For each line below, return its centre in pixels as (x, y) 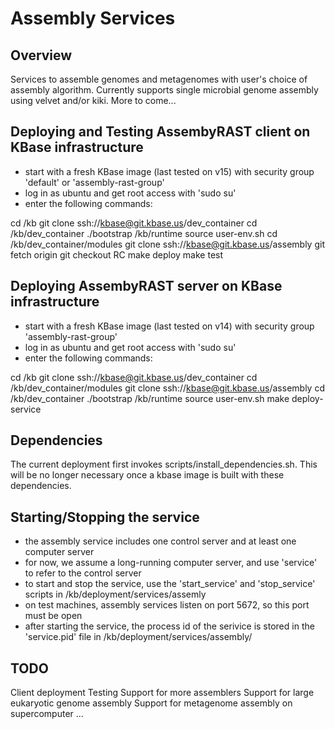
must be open (53, 616)
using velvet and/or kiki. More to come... (93, 100)
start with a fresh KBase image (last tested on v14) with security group (169, 326)
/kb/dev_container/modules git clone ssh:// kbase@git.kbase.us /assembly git (167, 244)
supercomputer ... (47, 714)
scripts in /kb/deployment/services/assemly (115, 594)
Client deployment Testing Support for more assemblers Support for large (162, 693)
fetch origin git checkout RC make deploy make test (117, 254)
